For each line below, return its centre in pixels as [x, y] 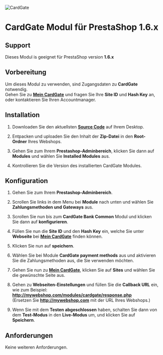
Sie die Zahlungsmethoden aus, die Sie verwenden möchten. [73, 261]
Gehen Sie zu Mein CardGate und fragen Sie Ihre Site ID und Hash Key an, [80, 94]
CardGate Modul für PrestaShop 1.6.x [82, 27]
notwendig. [16, 89]
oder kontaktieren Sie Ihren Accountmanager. [51, 100]
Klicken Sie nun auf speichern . [43, 246]
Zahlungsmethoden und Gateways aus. [53, 207]
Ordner [19, 141]
